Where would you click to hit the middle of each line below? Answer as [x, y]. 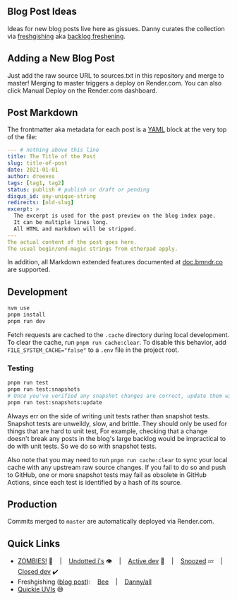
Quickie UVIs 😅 [41, 589]
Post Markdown [43, 113]
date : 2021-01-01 [33, 170]
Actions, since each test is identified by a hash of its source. [95, 482]
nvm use [19, 308]
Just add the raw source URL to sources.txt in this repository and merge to [116, 75]
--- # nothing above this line [53, 150]
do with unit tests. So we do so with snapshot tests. [82, 446]
